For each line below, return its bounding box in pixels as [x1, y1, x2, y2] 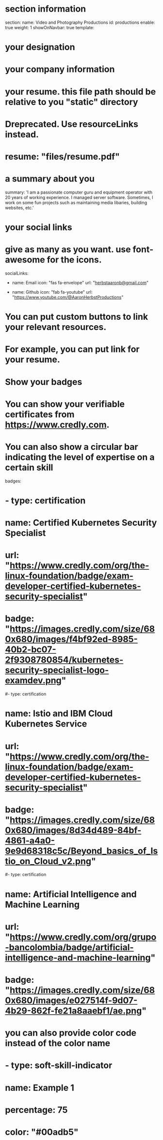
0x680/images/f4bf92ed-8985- [5, 634, 138, 645]
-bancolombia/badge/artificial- [5, 942, 134, 953]
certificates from [5, 409, 75, 420]
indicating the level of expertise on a [5, 451, 155, 463]
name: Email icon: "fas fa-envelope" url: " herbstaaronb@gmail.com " [12, 280, 149, 285]
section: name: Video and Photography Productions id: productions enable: [5, 19, 155, 25]
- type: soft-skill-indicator [5, 1060, 113, 1071]
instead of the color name [5, 1038, 111, 1049]
